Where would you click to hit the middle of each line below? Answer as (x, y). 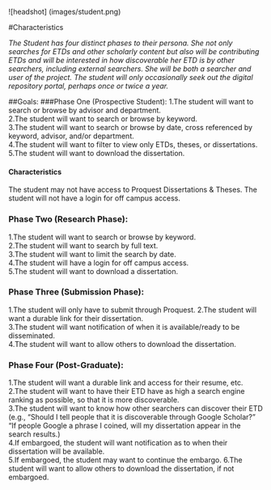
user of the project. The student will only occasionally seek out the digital (131, 77)
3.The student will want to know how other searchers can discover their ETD (135, 408)
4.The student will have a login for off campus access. (99, 263)
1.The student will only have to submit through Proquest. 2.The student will (133, 310)
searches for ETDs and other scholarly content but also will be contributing (134, 51)
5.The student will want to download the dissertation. (97, 153)
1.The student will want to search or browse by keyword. (102, 237)
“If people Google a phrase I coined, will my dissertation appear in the (125, 426)
